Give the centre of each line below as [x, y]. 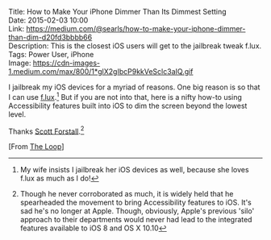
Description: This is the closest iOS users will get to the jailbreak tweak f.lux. [135, 46]
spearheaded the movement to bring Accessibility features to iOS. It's [136, 203]
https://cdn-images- [67, 63]
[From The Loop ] [36, 147]
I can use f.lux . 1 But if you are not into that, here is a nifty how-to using [125, 96]
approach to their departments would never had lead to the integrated [136, 220]
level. [17, 114]
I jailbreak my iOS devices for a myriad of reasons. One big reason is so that [134, 87]
